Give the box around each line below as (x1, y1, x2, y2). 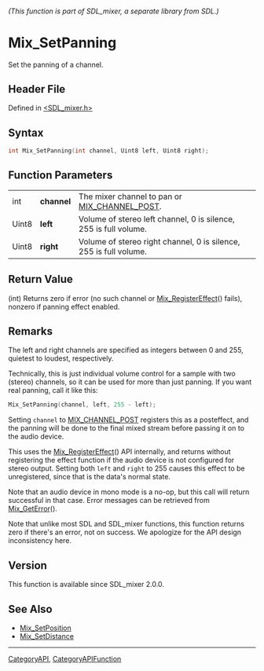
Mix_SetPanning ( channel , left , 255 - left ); (8, 401, 156, 409)
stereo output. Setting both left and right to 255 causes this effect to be (8, 464, 245, 473)
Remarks (8, 324, 53, 338)
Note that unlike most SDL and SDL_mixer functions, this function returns (8, 519, 245, 529)
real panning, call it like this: (8, 386, 98, 395)
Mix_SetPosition (19, 623, 72, 632)
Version (8, 559, 47, 572)
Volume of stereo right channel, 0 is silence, (78, 236, 240, 247)
